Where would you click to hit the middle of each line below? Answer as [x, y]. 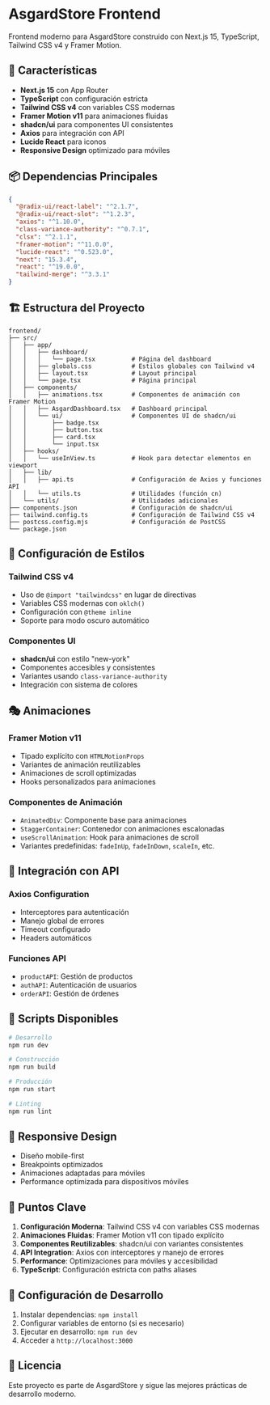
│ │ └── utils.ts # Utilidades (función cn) [115, 493]
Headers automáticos [56, 937]
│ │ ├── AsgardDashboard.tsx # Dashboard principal [108, 408]
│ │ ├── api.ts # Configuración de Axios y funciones [135, 479]
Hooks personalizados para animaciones [88, 781]
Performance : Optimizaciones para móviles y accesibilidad [119, 1261]
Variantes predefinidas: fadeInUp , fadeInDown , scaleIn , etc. [117, 845]
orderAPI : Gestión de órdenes [70, 993]
